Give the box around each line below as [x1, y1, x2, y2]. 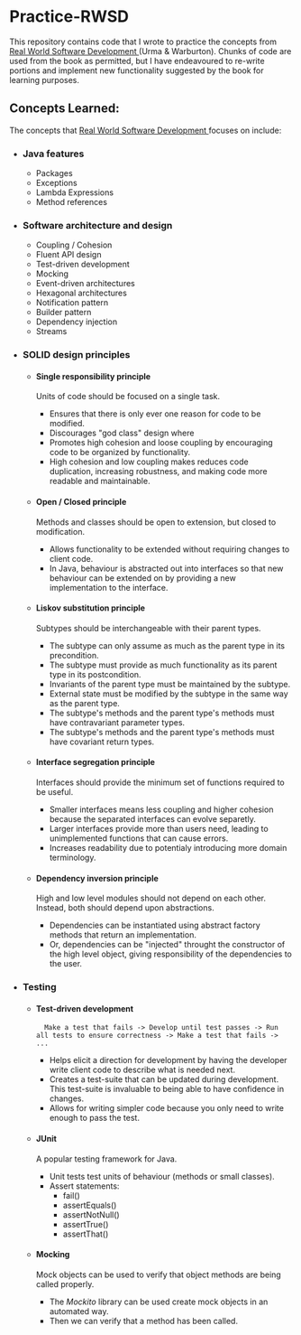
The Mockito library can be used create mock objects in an [49, 1296, 269, 1307]
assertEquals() [62, 1200, 117, 1210]
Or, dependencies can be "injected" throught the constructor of [49, 939, 286, 950]
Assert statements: [49, 1181, 120, 1191]
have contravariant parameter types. [49, 716, 186, 728]
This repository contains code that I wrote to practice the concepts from [9, 36, 278, 47]
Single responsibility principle [35, 370, 151, 381]
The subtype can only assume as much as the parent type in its [49, 639, 286, 651]
